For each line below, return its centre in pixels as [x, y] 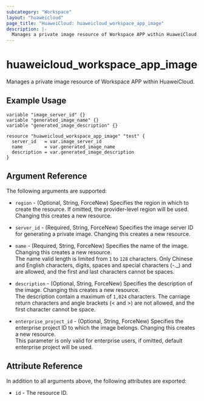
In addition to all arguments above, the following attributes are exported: [97, 381]
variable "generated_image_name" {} [53, 120]
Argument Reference [47, 176]
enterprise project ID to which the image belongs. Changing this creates [105, 327]
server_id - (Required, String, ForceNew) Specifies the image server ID [104, 227]
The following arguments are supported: [57, 191]
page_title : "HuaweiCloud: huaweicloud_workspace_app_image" [85, 23]
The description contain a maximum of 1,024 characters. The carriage [102, 296]
